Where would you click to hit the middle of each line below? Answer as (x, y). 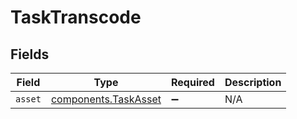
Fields (30, 54)
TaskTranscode (76, 17)
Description (253, 82)
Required (192, 82)
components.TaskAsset (106, 99)
